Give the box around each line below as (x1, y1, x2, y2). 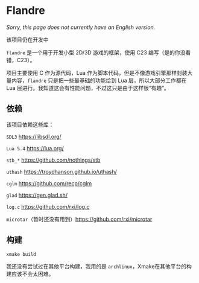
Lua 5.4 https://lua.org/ (6, 144, 65, 151)
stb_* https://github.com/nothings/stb (6, 156, 101, 164)
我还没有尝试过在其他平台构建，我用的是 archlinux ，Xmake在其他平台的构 (6, 262, 192, 270)
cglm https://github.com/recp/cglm (6, 179, 92, 187)
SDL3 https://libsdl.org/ (6, 133, 62, 140)
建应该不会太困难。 (6, 270, 54, 278)
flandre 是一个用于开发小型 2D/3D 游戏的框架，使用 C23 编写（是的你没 (6, 49, 186, 56)
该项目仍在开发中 (6, 36, 49, 43)
